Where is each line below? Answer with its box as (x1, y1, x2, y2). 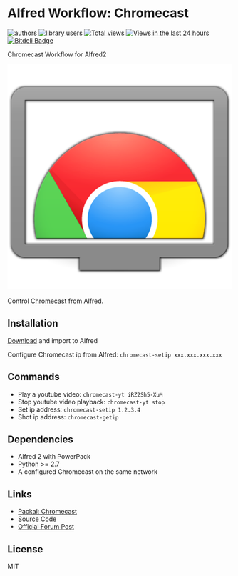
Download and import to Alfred (7, 336, 98, 344)
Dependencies (7, 433, 73, 445)
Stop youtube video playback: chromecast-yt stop (17, 397, 165, 406)
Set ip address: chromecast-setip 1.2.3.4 (17, 405, 141, 414)
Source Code (17, 515, 57, 523)
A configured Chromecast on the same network (17, 467, 158, 476)
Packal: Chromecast (17, 507, 77, 516)
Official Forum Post (17, 522, 75, 531)
